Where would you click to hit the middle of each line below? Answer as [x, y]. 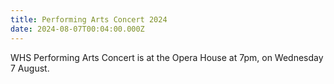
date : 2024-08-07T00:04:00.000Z [77, 29]
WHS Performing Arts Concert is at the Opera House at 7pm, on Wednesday [167, 57]
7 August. [30, 68]
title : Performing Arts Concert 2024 [89, 19]
